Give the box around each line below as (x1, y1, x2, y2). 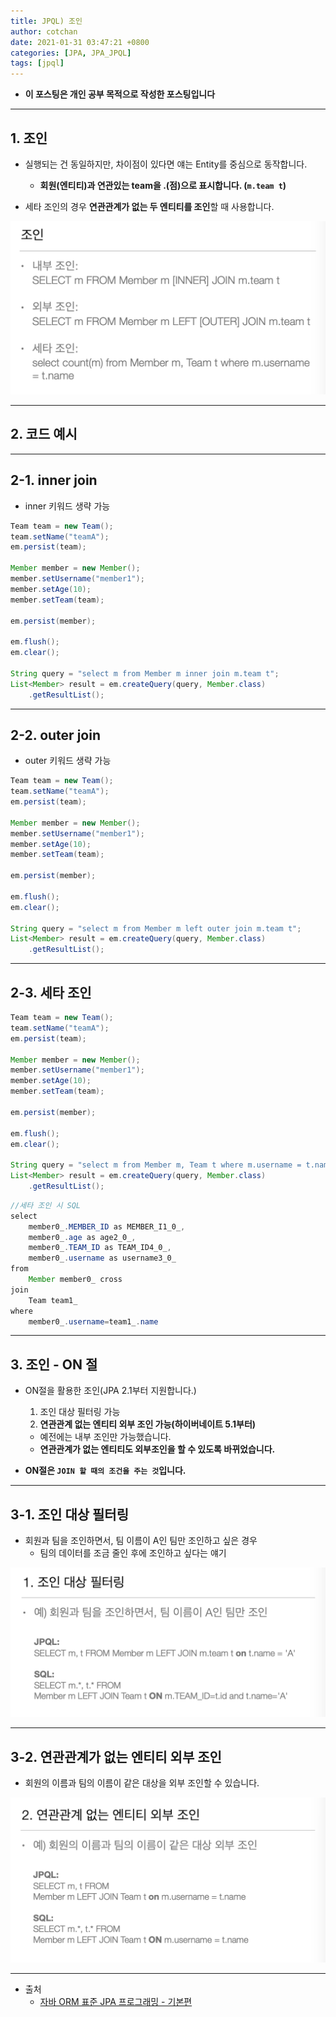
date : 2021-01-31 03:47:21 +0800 (10, 37, 150, 47)
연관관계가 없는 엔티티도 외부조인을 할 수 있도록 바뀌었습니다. (39, 1443, 276, 1455)
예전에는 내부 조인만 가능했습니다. (39, 1431, 172, 1443)
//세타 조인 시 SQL (10, 1200, 81, 1210)
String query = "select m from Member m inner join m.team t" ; (10, 668, 280, 679)
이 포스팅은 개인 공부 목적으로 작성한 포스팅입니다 (24, 88, 216, 100)
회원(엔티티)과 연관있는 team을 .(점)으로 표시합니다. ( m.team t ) (39, 179, 287, 191)
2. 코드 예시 (10, 426, 78, 443)
